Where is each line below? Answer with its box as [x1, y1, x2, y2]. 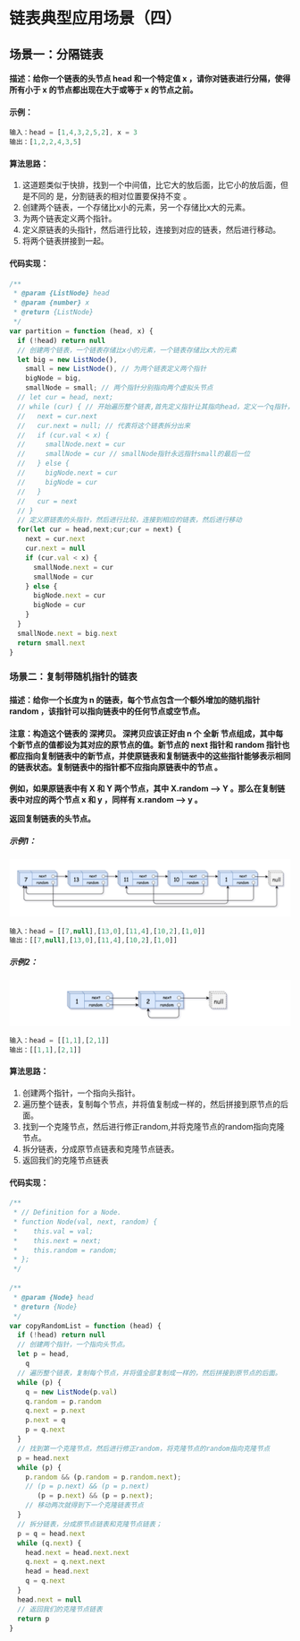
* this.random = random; [12, 1246, 118, 1255]
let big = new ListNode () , [17, 355, 118, 364]
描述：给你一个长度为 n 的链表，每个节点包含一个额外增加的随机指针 [9, 695, 261, 706]
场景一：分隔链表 [9, 47, 104, 62]
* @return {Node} [12, 1302, 78, 1311]
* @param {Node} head [12, 1293, 94, 1302]
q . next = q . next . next [25, 1558, 105, 1567]
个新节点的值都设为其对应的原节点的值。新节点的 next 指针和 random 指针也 [9, 739, 290, 750]
